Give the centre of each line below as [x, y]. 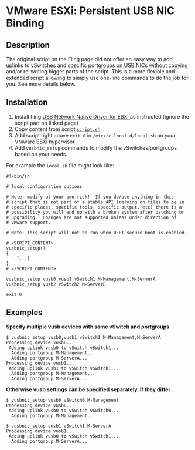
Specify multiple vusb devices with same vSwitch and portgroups [88, 327]
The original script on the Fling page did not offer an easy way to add [89, 59]
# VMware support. [28, 222]
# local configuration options [44, 186]
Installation [27, 103]
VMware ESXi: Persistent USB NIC [90, 11]
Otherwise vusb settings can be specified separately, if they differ [88, 389]
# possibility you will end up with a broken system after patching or [95, 212]
